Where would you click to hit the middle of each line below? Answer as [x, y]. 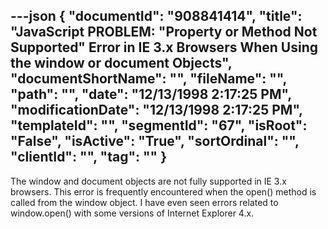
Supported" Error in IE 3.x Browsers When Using [164, 47]
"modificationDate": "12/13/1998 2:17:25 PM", [156, 110]
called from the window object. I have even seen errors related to [144, 202]
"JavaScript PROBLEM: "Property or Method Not [164, 32]
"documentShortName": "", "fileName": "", [148, 79]
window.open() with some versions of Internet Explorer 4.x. [132, 213]
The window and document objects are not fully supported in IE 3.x [148, 181]
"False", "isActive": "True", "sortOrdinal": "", [155, 141]
